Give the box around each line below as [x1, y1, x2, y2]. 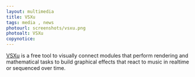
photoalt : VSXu [6, 31, 44, 36]
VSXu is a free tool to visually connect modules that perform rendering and [6, 52, 188, 59]
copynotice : [6, 36, 35, 42]
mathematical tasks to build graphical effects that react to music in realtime [6, 58, 189, 65]
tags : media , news [6, 19, 54, 25]
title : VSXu [6, 14, 35, 20]
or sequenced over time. [6, 65, 66, 71]
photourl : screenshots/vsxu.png [6, 25, 86, 31]
